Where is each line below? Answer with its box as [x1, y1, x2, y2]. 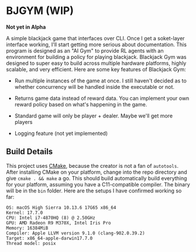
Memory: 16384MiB [6, 225, 49, 231]
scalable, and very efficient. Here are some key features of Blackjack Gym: [6, 65, 186, 73]
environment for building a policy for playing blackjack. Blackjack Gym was [6, 53, 187, 60]
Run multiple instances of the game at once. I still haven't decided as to [14, 77, 187, 84]
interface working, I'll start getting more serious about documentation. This [6, 41, 187, 48]
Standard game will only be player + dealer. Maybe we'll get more [14, 112, 173, 119]
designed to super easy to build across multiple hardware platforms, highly [6, 60, 187, 67]
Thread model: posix [6, 240, 57, 246]
